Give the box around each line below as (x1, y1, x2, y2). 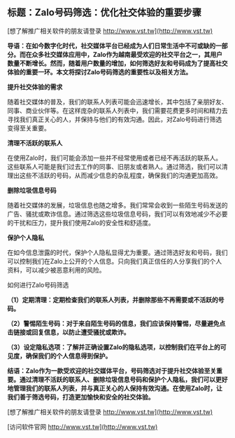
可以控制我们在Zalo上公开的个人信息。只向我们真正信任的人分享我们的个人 (7, 256, 222, 265)
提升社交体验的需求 (7, 83, 63, 91)
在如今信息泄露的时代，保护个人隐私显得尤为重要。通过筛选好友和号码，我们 (7, 248, 228, 256)
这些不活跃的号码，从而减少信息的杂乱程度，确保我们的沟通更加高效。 (19, 171, 222, 179)
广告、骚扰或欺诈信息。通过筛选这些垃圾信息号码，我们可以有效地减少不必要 (7, 210, 228, 218)
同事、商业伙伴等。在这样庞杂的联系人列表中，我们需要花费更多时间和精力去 (7, 106, 228, 114)
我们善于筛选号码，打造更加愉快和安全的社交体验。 (7, 392, 155, 401)
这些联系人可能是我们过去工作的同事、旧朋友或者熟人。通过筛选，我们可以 (7, 162, 222, 170)
